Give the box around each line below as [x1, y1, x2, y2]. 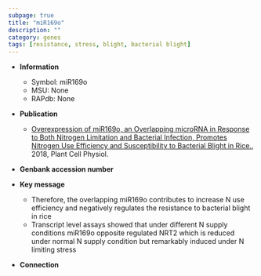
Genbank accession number [19, 165, 114, 174]
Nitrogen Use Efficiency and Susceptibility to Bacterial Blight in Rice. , [31, 141, 254, 151]
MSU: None [31, 85, 69, 95]
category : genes [8, 33, 61, 42]
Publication [19, 109, 58, 118]
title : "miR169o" [8, 19, 65, 27]
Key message [19, 180, 65, 189]
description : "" [8, 26, 61, 34]
